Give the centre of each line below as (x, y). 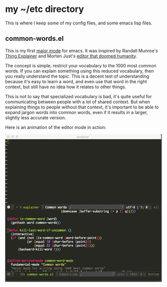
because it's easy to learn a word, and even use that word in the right (76, 81)
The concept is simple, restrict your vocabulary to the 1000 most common (81, 65)
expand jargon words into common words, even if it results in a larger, (77, 112)
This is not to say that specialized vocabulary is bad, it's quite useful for (79, 96)
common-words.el (35, 39)
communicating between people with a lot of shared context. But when (78, 102)
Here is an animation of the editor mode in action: (56, 127)
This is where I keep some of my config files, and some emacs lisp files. (79, 23)
